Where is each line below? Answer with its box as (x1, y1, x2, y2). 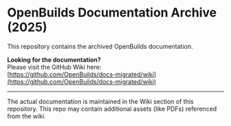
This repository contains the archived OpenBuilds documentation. (7, 42, 194, 50)
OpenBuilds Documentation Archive (7, 5, 217, 21)
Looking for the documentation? (7, 55, 101, 63)
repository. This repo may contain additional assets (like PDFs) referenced (7, 105, 217, 113)
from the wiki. (7, 112, 46, 120)
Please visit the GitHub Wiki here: (7, 63, 102, 71)
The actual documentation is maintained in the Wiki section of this (7, 97, 194, 105)
